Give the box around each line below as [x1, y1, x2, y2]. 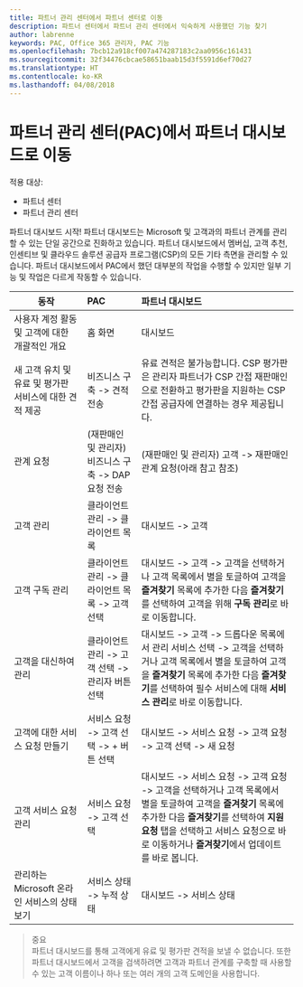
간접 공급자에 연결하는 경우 [141, 397, 249, 409]
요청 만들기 [24, 739, 69, 752]
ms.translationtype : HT [9, 64, 99, 73]
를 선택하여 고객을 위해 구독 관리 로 [141, 597, 279, 610]
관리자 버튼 [87, 675, 132, 688]
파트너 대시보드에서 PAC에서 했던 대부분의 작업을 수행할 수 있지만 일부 [35, 259, 282, 271]
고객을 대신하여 [14, 654, 75, 667]
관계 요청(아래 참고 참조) [141, 462, 239, 475]
